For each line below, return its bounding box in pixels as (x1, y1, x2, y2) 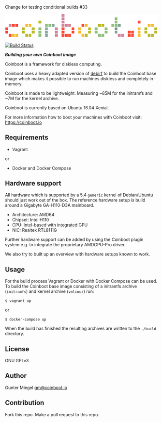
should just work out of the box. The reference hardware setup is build (5, 197, 146, 203)
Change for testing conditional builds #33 (5, 4, 88, 10)
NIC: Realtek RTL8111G (12, 227, 57, 233)
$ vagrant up (5, 299, 31, 304)
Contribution (5, 399, 44, 407)
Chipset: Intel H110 (12, 217, 49, 223)
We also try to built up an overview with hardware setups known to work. (5, 251, 150, 257)
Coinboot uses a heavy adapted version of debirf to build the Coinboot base (5, 70, 157, 76)
